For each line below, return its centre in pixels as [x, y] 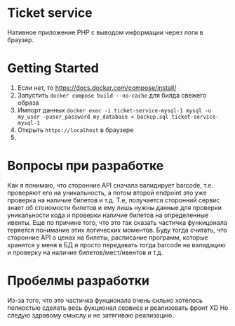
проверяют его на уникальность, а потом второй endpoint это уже [107, 193]
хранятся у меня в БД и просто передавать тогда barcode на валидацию [116, 244]
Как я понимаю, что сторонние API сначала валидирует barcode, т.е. [110, 185]
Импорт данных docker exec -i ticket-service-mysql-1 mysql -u [114, 110]
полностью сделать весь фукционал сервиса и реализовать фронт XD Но [118, 308]
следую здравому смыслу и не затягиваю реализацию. [90, 315]
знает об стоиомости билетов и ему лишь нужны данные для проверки [115, 207]
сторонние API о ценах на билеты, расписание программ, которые [108, 237]
